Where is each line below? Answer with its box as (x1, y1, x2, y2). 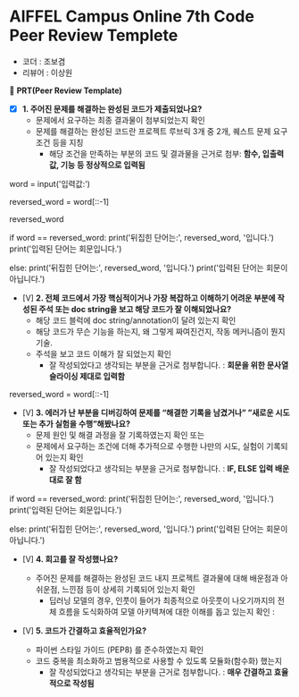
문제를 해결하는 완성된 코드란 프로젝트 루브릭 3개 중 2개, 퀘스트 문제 (35, 126, 271, 136)
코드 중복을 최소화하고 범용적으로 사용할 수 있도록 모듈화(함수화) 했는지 (35, 656, 283, 666)
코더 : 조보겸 (21, 55, 66, 66)
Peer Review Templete (9, 25, 179, 46)
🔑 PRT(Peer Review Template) (9, 85, 122, 96)
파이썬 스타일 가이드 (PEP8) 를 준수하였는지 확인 (35, 644, 204, 655)
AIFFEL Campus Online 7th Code (9, 6, 254, 27)
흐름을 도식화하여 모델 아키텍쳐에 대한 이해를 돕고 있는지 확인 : (58, 607, 275, 616)
